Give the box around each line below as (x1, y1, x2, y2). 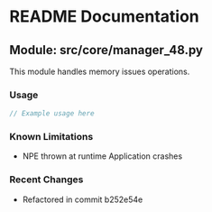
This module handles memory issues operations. (9, 66, 190, 77)
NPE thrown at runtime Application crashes (22, 151, 183, 161)
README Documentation (9, 6, 200, 27)
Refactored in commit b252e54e (22, 194, 143, 205)
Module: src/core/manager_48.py (9, 42, 203, 58)
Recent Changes (9, 173, 84, 186)
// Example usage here (9, 109, 95, 118)
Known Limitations (9, 131, 94, 143)
